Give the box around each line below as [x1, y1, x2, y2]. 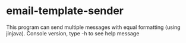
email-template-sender [6, 4, 124, 18]
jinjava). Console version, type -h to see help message [6, 29, 140, 37]
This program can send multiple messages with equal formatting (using [6, 24, 181, 31]
